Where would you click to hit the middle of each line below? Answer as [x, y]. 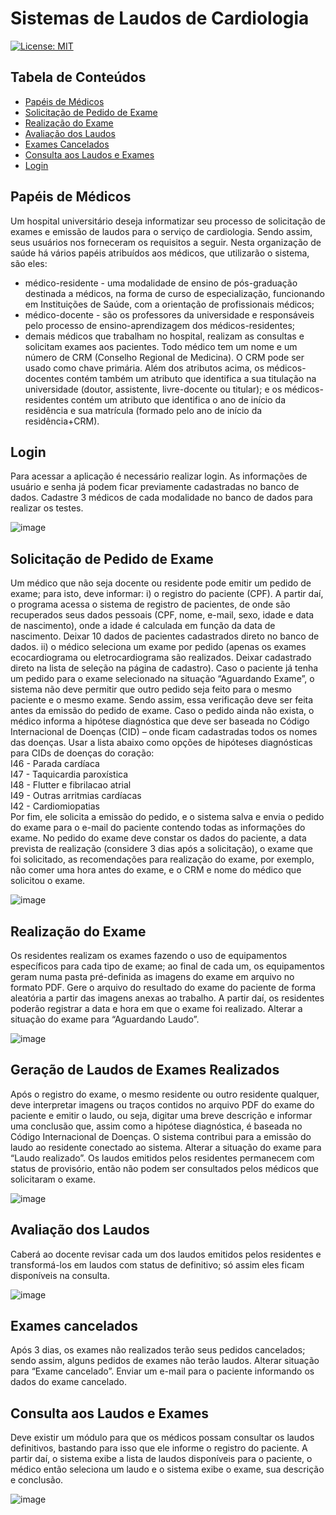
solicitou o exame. [48, 881]
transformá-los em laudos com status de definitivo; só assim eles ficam [157, 1264]
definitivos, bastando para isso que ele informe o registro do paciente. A [159, 1448]
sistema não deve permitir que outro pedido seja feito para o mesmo [151, 689]
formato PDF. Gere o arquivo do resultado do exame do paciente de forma [163, 987]
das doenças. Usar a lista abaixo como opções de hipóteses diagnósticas [161, 743]
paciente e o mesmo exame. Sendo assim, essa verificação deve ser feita [162, 700]
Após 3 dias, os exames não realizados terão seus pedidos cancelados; [158, 1350]
